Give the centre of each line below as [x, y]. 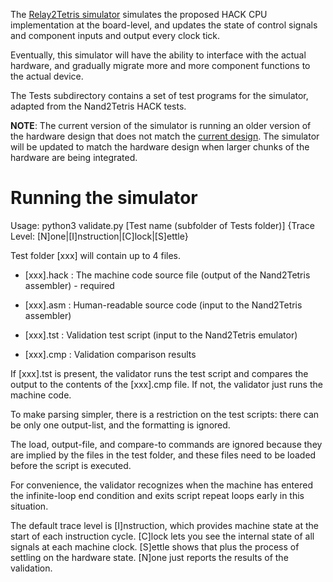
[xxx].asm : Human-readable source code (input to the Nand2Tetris [163, 305]
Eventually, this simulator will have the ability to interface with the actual [158, 55]
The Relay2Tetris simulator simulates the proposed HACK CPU [139, 14]
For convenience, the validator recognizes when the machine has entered [161, 485]
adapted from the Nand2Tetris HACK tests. [98, 106]
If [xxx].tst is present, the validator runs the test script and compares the [159, 373]
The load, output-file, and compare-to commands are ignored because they [166, 444]
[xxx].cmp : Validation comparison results [110, 354]
